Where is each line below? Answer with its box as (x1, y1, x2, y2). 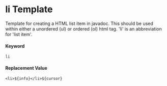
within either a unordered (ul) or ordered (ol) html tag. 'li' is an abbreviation (5, 25, 162, 32)
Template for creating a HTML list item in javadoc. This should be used (5, 20, 154, 26)
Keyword (5, 43, 25, 49)
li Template (5, 4, 53, 15)
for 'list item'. (5, 31, 33, 37)
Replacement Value (5, 65, 47, 71)
